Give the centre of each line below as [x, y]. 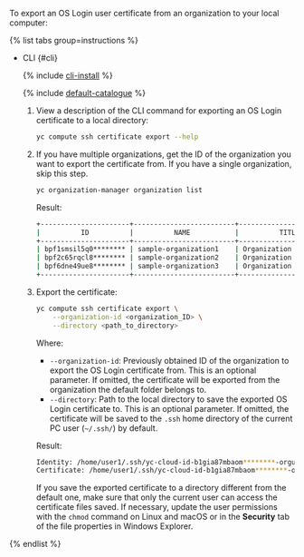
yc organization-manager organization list [119, 190]
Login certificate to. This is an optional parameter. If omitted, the [169, 408]
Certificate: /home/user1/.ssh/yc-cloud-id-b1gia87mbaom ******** [161, 471]
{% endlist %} [35, 544]
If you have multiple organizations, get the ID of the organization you [164, 154]
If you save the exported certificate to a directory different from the [161, 488]
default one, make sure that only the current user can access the [157, 497]
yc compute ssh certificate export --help [117, 137]
